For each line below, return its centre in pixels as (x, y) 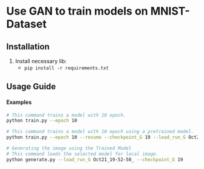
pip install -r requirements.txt (66, 68)
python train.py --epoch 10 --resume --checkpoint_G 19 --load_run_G (96, 137)
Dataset (26, 24)
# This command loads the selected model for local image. (83, 154)
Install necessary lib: (41, 61)
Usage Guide (31, 87)
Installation (28, 47)
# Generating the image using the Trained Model (69, 148)
